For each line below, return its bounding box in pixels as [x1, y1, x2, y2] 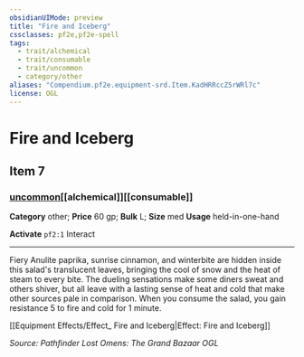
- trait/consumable [17, 55, 91, 64]
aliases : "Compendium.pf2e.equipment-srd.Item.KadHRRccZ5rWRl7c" [9, 80, 261, 89]
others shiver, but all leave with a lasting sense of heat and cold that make [9, 284, 285, 295]
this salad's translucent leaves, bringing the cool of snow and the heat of [9, 264, 280, 276]
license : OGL [9, 89, 59, 98]
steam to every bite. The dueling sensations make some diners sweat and [9, 274, 284, 285]
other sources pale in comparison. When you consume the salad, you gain [9, 293, 287, 304]
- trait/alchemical [17, 47, 91, 56]
